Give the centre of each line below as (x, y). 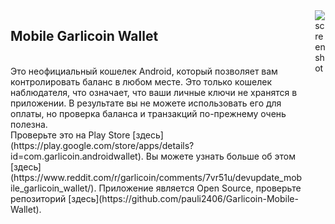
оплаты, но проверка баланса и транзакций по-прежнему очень (148, 113)
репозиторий (38, 198)
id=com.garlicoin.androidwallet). (77, 156)
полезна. (29, 124)
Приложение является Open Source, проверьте (200, 188)
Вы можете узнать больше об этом (220, 156)
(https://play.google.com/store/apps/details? (102, 145)
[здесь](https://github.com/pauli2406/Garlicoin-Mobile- (183, 198)
